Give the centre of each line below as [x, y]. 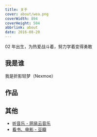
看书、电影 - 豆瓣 [29, 130]
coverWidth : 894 [21, 18]
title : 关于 [16, 9]
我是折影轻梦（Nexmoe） [30, 76]
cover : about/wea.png [27, 14]
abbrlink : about [21, 28]
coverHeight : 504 [23, 23]
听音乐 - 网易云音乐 [31, 123]
